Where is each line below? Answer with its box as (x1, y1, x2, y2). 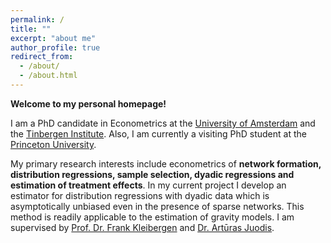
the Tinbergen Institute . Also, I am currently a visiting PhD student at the (10, 127, 307, 140)
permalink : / (10, 14, 65, 25)
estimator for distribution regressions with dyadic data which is (10, 189, 270, 201)
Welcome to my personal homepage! (10, 97, 167, 110)
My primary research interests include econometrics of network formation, (10, 157, 322, 170)
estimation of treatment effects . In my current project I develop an (10, 179, 287, 191)
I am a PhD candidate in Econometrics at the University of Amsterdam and (10, 117, 316, 129)
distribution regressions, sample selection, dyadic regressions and (10, 168, 295, 180)
